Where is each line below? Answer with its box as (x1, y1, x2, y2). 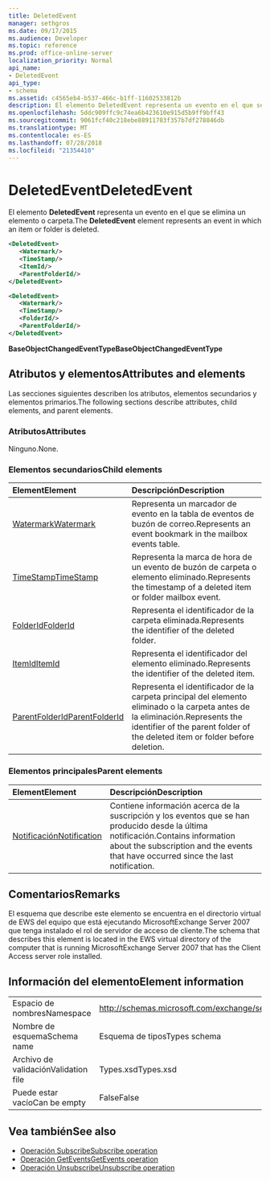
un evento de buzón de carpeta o (131, 562, 257, 573)
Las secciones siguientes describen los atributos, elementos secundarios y (8, 388, 257, 398)
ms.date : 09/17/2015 (8, 27, 78, 35)
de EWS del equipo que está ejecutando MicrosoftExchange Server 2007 (8, 917, 251, 927)
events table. (131, 539, 181, 550)
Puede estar (12, 1087, 59, 1098)
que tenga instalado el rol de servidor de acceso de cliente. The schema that (8, 926, 260, 936)
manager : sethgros (8, 19, 70, 27)
